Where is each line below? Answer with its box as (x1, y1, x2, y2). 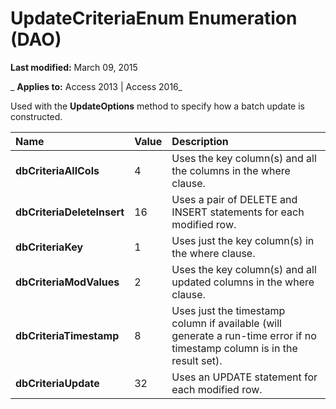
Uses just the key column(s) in (171, 233, 315, 247)
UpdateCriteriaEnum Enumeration (10, 7, 298, 30)
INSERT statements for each (171, 205, 305, 219)
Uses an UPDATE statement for (171, 370, 318, 384)
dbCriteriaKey (15, 240, 84, 254)
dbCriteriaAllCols (15, 163, 100, 177)
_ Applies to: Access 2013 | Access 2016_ (10, 80, 183, 92)
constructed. (10, 110, 63, 122)
